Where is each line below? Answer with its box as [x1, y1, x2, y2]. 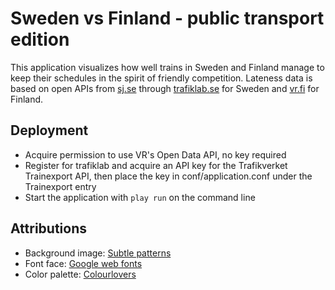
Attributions [10, 220, 88, 237]
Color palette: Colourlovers [24, 268, 137, 280]
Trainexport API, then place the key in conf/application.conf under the [24, 170, 313, 182]
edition [10, 28, 70, 51]
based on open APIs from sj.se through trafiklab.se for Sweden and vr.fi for [10, 82, 320, 94]
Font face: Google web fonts [24, 257, 143, 269]
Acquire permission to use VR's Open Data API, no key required [24, 148, 287, 161]
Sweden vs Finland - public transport [10, 7, 325, 30]
